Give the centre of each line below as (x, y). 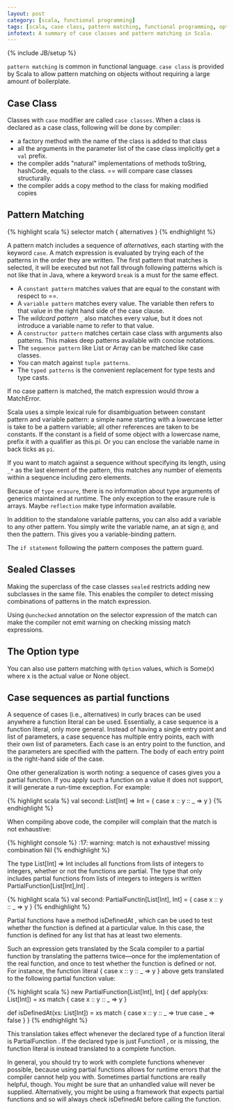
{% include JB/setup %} (42, 53)
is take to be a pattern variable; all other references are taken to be (103, 427)
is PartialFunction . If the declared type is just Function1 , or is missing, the (113, 1042)
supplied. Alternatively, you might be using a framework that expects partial (116, 1092)
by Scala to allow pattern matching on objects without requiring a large (109, 74)
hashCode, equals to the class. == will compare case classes (105, 171)
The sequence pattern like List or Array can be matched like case (110, 348)
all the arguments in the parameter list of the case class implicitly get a (119, 149)
